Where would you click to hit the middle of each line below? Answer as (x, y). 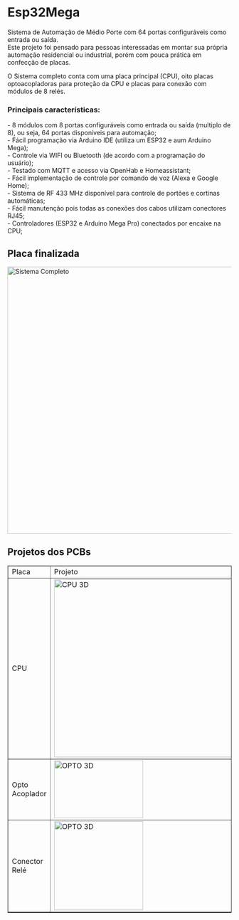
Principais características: (54, 110)
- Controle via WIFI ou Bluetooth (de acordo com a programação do (106, 155)
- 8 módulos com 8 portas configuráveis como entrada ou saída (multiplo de (119, 125)
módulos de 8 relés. (37, 91)
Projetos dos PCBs (49, 552)
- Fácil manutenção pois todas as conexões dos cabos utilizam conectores (117, 208)
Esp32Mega (44, 12)
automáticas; (26, 201)
